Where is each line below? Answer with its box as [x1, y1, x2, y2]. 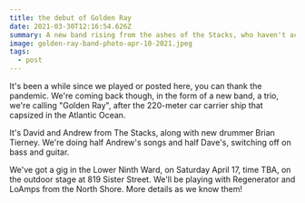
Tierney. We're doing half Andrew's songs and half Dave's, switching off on [9, 137, 292, 147]
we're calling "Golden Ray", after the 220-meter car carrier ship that [9, 100, 263, 110]
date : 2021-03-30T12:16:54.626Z [9, 22, 132, 31]
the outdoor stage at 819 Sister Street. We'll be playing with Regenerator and [9, 174, 296, 185]
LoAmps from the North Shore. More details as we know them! [9, 184, 243, 194]
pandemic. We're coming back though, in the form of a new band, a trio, [9, 90, 280, 101]
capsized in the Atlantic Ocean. [9, 110, 126, 120]
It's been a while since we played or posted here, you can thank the [9, 81, 262, 91]
